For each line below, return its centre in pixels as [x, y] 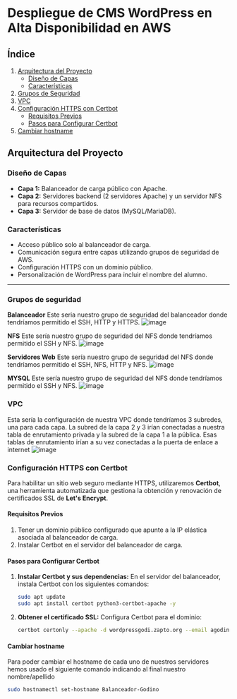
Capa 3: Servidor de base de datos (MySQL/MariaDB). [97, 211]
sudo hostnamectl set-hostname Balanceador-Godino [83, 690]
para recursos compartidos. [58, 203]
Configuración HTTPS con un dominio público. [85, 267]
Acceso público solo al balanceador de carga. [84, 244]
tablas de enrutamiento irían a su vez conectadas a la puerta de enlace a [113, 442]
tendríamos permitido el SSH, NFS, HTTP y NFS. [78, 365]
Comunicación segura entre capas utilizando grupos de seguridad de [118, 252]
